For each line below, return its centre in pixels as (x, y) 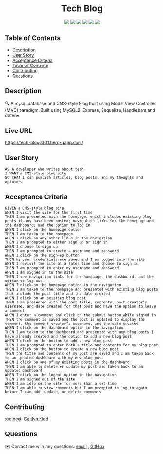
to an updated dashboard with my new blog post (54, 358)
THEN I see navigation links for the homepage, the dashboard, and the (79, 277)
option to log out (24, 281)
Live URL (19, 131)
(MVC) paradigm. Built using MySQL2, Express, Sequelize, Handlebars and (80, 110)
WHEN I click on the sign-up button (42, 255)
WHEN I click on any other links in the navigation (59, 238)
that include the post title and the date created (58, 294)
